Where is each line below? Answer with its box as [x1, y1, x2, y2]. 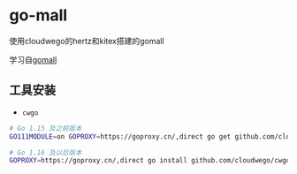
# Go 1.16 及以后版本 [9, 148, 82, 157]
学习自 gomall [9, 54, 57, 64]
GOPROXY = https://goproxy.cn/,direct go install [9, 156, 188, 165]
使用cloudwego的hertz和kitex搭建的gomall [9, 35, 165, 46]
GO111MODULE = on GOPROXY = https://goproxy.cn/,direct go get [9, 132, 232, 141]
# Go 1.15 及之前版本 [9, 124, 82, 132]
